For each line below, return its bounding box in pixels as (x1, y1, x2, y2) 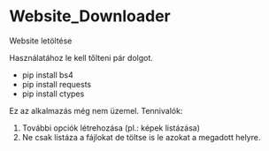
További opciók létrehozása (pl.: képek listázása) (21, 122, 201, 133)
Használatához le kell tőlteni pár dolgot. (9, 52, 153, 63)
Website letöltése (9, 35, 73, 46)
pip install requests (21, 79, 91, 89)
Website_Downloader (9, 6, 171, 26)
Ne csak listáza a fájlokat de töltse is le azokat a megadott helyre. (21, 132, 261, 142)
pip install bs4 (21, 69, 73, 80)
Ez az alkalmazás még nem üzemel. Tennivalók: (9, 105, 183, 116)
